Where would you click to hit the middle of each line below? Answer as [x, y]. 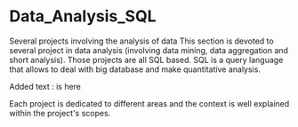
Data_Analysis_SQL [83, 16]
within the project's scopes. [60, 113]
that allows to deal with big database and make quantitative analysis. [135, 69]
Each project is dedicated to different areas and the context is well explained [149, 103]
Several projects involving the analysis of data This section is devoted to [141, 41]
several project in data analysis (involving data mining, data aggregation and [149, 50]
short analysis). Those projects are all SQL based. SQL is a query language [146, 60]
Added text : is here [45, 86]
